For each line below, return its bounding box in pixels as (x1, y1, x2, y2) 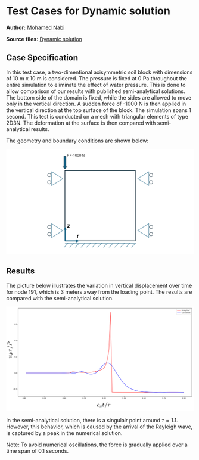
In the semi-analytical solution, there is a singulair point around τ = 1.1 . (6, 417, 178, 424)
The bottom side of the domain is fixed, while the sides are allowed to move (6, 94, 192, 101)
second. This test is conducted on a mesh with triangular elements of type (6, 113, 189, 120)
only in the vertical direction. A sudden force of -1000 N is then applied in (6, 100, 186, 107)
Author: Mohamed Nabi (6, 24, 65, 31)
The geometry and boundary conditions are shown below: (6, 137, 149, 144)
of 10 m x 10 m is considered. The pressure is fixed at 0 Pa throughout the (6, 74, 188, 82)
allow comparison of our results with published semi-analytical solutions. (6, 88, 185, 95)
